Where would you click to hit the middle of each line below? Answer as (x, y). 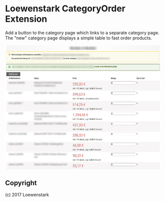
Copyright (21, 183)
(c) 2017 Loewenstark (27, 195)
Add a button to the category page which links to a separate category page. (82, 33)
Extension (26, 19)
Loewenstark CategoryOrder (65, 9)
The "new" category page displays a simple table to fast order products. (79, 38)
